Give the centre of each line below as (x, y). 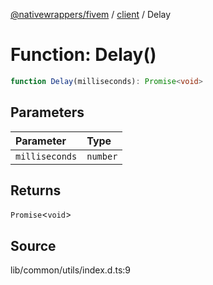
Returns (36, 190)
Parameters (47, 112)
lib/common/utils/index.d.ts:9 (71, 270)
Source (33, 245)
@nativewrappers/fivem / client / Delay (91, 14)
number (102, 156)
